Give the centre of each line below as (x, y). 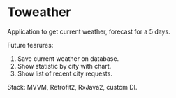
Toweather (39, 12)
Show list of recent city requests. (65, 73)
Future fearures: (30, 45)
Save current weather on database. (68, 58)
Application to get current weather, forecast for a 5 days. (89, 31)
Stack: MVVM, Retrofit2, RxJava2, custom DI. (72, 87)
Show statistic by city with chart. (64, 66)
